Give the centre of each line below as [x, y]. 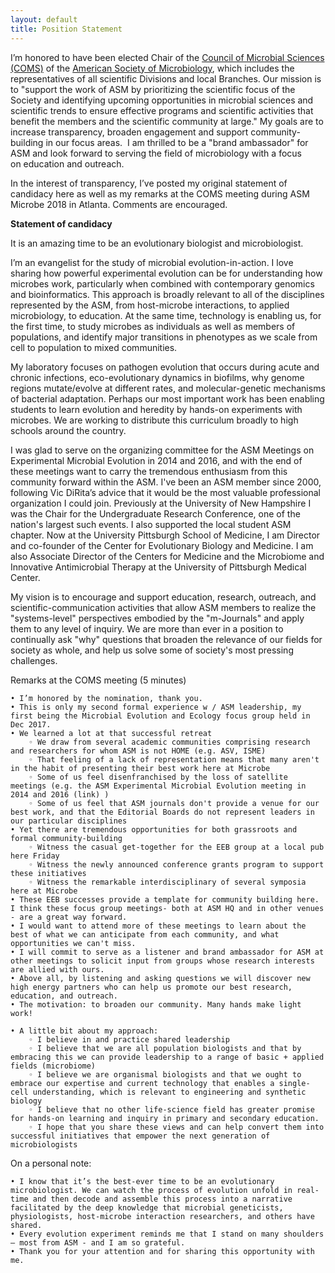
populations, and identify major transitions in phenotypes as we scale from [164, 337]
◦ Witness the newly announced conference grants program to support [176, 864]
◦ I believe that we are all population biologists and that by [165, 1048]
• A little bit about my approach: [84, 1031]
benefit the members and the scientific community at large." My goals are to [167, 121]
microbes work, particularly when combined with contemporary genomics [162, 283]
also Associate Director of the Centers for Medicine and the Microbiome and [167, 556]
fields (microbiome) [53, 1066]
